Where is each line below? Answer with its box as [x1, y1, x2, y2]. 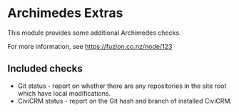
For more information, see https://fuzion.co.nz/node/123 [7, 42, 173, 50]
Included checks [7, 62, 83, 75]
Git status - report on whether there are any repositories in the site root [17, 82, 227, 90]
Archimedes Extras [7, 5, 123, 21]
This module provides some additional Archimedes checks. [7, 28, 181, 37]
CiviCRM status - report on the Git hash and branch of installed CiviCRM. [17, 96, 232, 105]
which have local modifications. [17, 89, 111, 97]
